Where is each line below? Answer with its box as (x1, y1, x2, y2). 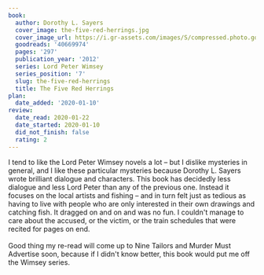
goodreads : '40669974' (15, 41, 90, 49)
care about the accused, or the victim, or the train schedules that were (8, 215, 236, 225)
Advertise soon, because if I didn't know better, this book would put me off (8, 249, 250, 258)
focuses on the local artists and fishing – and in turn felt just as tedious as (8, 190, 246, 200)
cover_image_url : (15, 33, 72, 42)
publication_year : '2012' (15, 56, 101, 64)
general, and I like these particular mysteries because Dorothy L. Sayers (8, 166, 241, 175)
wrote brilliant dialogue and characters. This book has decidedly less (8, 174, 231, 183)
